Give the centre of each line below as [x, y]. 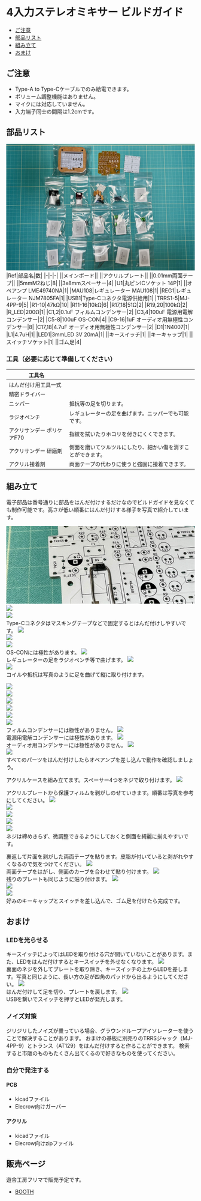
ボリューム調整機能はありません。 [57, 96]
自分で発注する [28, 1070]
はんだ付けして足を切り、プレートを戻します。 [63, 992]
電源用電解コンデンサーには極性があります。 [61, 737]
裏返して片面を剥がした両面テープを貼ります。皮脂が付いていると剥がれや [97, 856]
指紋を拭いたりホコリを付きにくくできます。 [124, 434]
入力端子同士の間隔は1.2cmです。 [56, 111]
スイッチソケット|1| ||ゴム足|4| [44, 342]
